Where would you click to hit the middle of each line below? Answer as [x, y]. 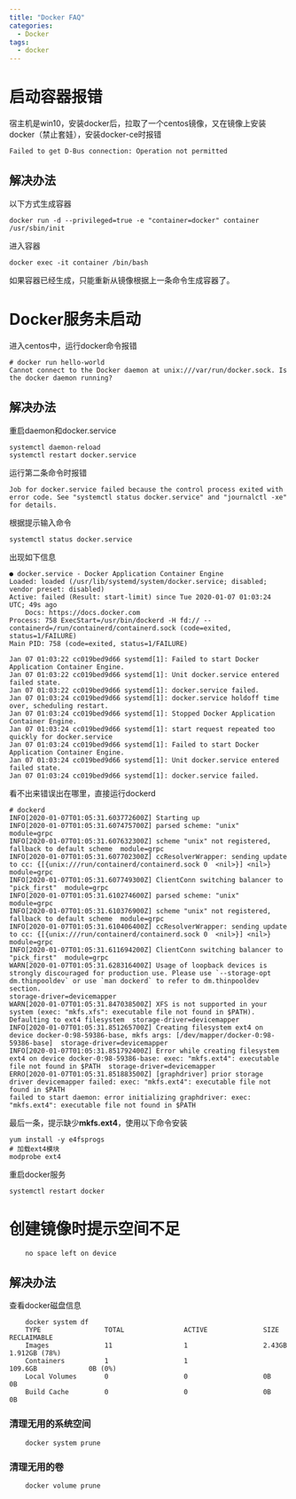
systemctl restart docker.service [73, 455]
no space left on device [71, 1253]
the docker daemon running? [61, 378]
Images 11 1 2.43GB [156, 1345]
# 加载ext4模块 [35, 1149]
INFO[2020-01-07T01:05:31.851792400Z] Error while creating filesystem [144, 1051]
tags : [19, 42]
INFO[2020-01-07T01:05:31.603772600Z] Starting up [105, 817]
